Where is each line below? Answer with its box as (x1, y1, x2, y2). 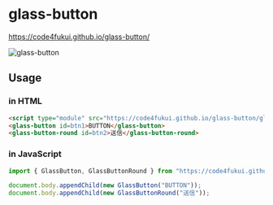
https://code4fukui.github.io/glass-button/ (8, 32, 150, 41)
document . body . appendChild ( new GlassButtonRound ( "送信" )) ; (8, 189, 210, 198)
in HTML (8, 95, 43, 107)
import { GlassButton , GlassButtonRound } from (8, 167, 173, 175)
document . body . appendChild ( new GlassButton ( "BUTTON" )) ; (8, 181, 201, 190)
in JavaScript (8, 148, 63, 159)
